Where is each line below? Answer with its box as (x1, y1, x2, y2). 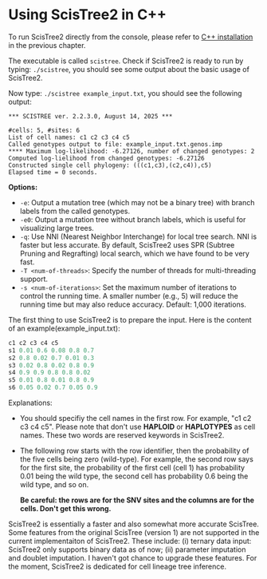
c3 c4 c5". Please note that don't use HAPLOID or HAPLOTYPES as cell (19, 422, 256, 432)
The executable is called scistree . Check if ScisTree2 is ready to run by (8, 56, 244, 65)
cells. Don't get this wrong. (19, 504, 112, 514)
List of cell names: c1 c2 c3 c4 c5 (8, 133, 130, 141)
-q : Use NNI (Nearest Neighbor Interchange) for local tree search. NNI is (19, 232, 257, 241)
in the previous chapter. (8, 40, 86, 50)
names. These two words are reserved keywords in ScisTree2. (19, 430, 225, 440)
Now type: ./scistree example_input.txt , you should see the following (8, 88, 242, 97)
